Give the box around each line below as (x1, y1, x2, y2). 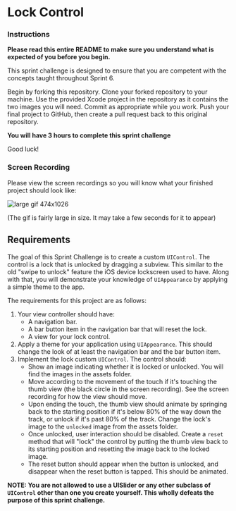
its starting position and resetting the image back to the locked (27, 445, 210, 453)
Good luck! (7, 145, 39, 154)
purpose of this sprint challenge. (7, 495, 106, 504)
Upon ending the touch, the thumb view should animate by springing (27, 400, 228, 408)
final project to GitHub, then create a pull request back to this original (7, 110, 208, 118)
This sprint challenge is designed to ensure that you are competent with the (7, 66, 227, 75)
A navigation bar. (27, 317, 77, 326)
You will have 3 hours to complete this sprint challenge (7, 131, 171, 140)
